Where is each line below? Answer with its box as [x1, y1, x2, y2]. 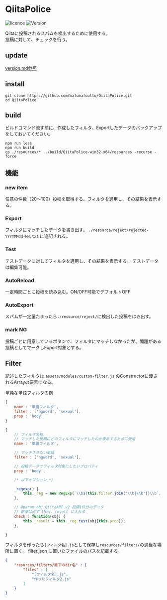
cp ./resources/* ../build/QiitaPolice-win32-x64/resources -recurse [5, 150, 153, 155]
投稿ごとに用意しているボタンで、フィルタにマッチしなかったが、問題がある [5, 338, 162, 344]
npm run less [5, 141, 32, 146]
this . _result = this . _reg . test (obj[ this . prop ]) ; [23, 518, 126, 524]
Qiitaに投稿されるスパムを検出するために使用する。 [5, 30, 110, 36]
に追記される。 [39, 233, 71, 239]
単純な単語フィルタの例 [5, 390, 53, 396]
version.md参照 [5, 65, 37, 71]
